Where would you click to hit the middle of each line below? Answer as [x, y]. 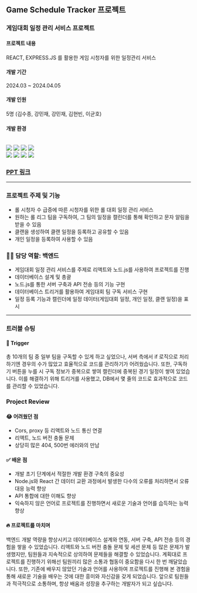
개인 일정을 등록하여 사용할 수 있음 [54, 239]
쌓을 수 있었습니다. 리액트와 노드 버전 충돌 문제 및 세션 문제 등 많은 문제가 [100, 547]
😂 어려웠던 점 [22, 416]
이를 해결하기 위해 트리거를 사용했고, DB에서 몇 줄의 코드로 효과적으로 [98, 379]
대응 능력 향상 [30, 488]
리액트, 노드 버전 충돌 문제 [44, 438]
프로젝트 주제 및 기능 [33, 196]
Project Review [28, 402]
